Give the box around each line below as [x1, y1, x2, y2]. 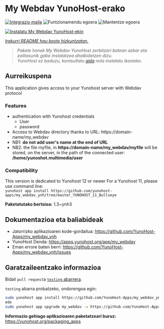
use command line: [5, 184, 43, 189]
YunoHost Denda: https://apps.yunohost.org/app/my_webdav [12, 239, 136, 245]
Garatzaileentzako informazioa [5, 263, 101, 271]
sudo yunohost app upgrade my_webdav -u [5, 304, 89, 309]
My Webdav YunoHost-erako [5, 3, 125, 14]
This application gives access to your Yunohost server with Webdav [5, 85, 142, 91]
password [19, 124, 40, 130]
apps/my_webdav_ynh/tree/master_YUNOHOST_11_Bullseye [5, 193, 117, 198]
